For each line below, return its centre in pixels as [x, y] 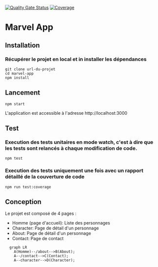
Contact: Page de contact [38, 239]
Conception [23, 202]
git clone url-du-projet [30, 69]
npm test [14, 159]
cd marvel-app [20, 73]
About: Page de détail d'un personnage [51, 233]
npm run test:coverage [28, 187]
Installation [22, 45]
